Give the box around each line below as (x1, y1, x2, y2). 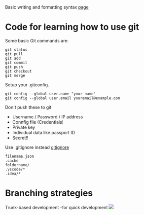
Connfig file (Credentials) (12, 119, 64, 125)
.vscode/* (5, 167, 26, 172)
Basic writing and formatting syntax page (5, 4, 89, 10)
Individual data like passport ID (12, 129, 75, 135)
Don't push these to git (5, 104, 52, 110)
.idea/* (5, 171, 21, 176)
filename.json (5, 154, 35, 159)
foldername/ (5, 162, 30, 167)
